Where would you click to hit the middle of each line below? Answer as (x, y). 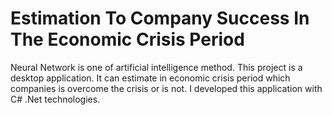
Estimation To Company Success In (160, 18)
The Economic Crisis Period (127, 39)
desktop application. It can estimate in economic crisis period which (150, 78)
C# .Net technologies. (55, 99)
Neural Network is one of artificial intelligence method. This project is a (156, 67)
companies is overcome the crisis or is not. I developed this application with (166, 88)
